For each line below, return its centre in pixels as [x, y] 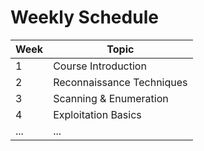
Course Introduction [100, 66]
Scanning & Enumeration [111, 98]
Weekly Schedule [84, 17]
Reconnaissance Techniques [120, 82]
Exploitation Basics [97, 114]
